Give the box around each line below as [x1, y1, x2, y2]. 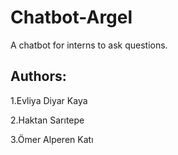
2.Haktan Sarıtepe [10, 114, 85, 126]
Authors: [10, 68, 67, 85]
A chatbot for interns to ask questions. [10, 39, 168, 51]
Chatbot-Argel [10, 6, 133, 29]
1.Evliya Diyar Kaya [10, 94, 88, 106]
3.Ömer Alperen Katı [10, 133, 94, 145]
